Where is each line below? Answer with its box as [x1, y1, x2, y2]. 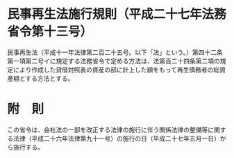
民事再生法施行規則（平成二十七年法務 [7, 6, 227, 22]
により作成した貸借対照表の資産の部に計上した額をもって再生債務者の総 [12, 65, 220, 74]
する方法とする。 [25, 74, 74, 82]
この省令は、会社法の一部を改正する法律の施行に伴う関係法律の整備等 [7, 125, 208, 134]
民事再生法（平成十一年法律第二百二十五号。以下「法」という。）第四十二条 [7, 48, 224, 56]
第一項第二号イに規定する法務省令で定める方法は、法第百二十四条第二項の [7, 56, 220, 65]
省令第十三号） [7, 24, 93, 40]
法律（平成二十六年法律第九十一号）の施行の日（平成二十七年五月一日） [12, 134, 220, 143]
